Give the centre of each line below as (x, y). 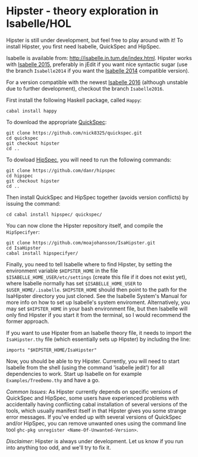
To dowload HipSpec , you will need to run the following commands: (89, 160)
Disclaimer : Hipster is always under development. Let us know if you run (95, 441)
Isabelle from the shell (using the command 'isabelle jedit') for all (85, 367)
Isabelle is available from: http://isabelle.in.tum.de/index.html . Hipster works (99, 58)
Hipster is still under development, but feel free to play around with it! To (95, 40)
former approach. (28, 321)
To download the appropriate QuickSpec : (56, 122)
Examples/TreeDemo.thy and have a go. (53, 380)
